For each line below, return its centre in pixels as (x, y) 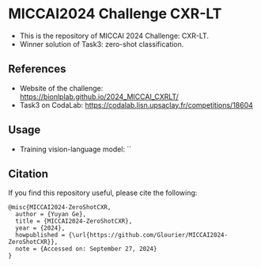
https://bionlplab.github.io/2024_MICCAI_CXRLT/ (99, 97)
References (37, 69)
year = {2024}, (40, 228)
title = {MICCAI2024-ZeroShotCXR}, (74, 221)
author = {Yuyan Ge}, (51, 215)
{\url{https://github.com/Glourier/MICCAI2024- (148, 235)
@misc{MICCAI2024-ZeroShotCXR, (60, 208)
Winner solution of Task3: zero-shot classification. (102, 44)
